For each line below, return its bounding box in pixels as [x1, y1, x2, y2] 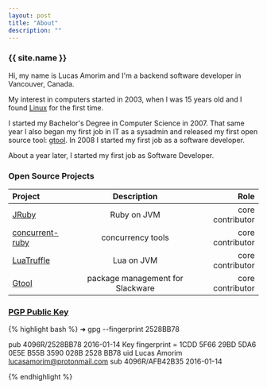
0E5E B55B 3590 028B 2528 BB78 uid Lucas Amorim [8, 349, 183, 358]
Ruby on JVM [110, 209, 161, 220]
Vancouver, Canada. [8, 79, 75, 88]
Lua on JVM [112, 255, 158, 266]
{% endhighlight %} [8, 372, 73, 382]
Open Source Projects [8, 170, 95, 181]
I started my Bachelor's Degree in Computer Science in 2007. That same [8, 118, 245, 128]
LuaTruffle [12, 255, 50, 266]
